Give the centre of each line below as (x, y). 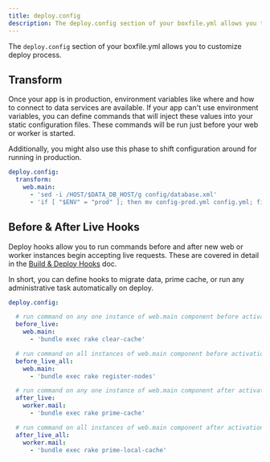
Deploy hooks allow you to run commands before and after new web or (126, 247)
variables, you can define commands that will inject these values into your (131, 117)
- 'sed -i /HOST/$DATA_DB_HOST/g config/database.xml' (123, 194)
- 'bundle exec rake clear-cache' (88, 339)
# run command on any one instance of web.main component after (125, 390)
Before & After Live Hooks (74, 227)
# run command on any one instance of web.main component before (127, 317)
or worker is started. (42, 133)
